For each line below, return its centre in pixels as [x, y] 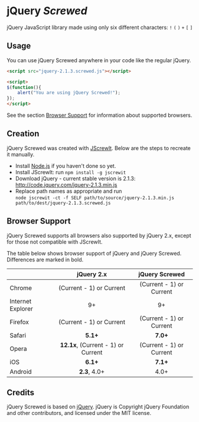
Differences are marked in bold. [45, 260]
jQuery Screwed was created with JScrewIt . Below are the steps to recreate [99, 148]
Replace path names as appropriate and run [68, 191]
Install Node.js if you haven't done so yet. [66, 166]
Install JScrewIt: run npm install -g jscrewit [71, 172]
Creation [23, 134]
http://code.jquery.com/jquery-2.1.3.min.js [66, 184]
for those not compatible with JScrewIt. [55, 242]
